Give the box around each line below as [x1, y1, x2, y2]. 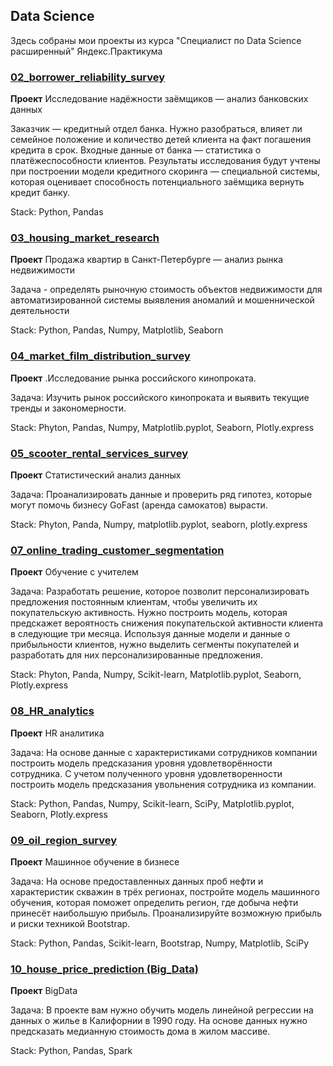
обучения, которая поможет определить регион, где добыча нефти [10, 896, 299, 908]
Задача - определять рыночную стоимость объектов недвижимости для [10, 284, 323, 296]
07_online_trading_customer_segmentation [10, 543, 225, 557]
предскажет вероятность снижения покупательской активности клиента [10, 617, 324, 629]
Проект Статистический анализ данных [10, 469, 182, 481]
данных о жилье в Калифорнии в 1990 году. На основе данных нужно [10, 1015, 308, 1027]
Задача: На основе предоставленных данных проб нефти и [10, 875, 264, 887]
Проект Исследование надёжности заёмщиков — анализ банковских [10, 93, 309, 105]
